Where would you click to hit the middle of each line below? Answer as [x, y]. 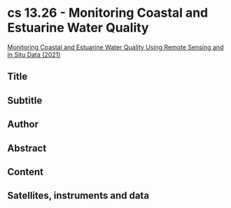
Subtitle [25, 100]
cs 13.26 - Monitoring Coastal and [108, 13]
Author [23, 124]
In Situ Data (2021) [34, 55]
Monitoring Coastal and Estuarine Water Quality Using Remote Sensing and [115, 47]
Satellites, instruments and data [78, 196]
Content [26, 172]
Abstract [27, 148]
